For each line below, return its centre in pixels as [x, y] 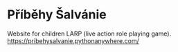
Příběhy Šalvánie [57, 15]
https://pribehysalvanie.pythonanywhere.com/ [73, 40]
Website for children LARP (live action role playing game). [89, 34]
